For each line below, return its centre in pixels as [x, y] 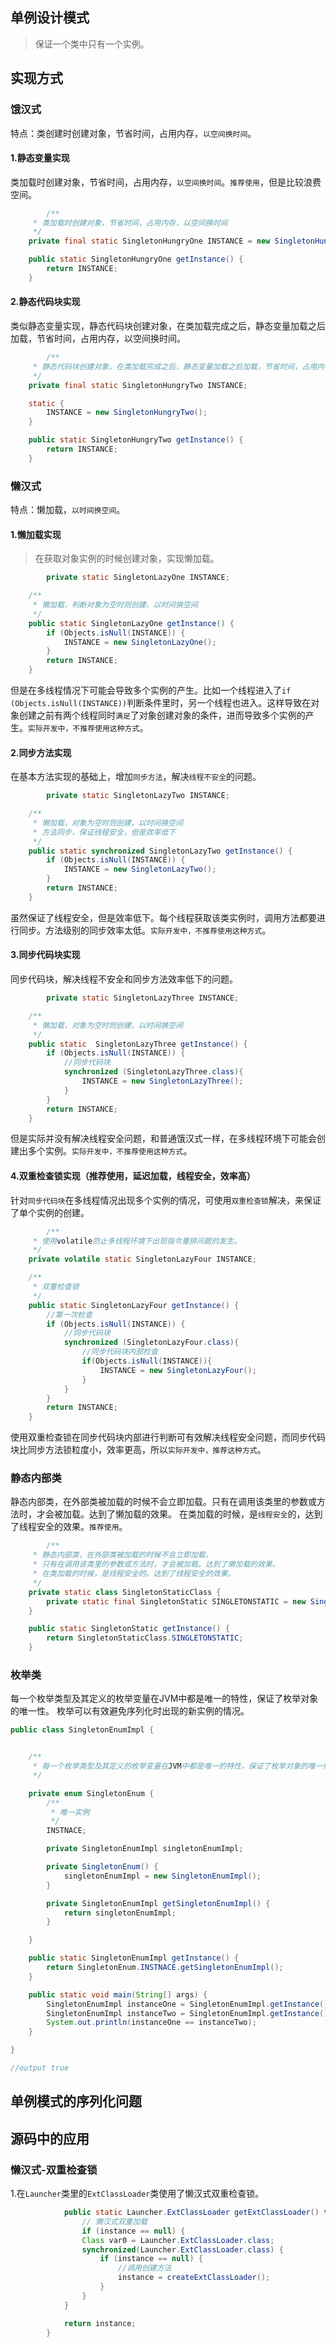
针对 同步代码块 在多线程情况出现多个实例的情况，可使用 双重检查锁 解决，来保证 [166, 1200]
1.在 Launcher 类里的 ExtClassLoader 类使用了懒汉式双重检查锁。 [137, 2194]
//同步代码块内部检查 [119, 1352]
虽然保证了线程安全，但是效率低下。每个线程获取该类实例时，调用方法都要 [163, 917]
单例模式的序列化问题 [76, 2101]
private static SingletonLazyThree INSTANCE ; [143, 998]
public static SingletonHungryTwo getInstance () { [136, 440]
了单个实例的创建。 [50, 1212]
